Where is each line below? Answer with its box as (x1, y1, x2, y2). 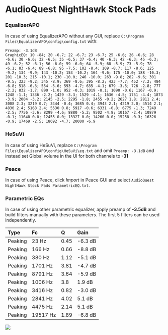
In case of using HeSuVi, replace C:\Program (5, 142, 97, 148)
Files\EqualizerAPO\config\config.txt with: (5, 38, 98, 44)
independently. (5, 217, 36, 223)
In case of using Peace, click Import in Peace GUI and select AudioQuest (5, 177, 154, 183)
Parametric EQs (5, 195, 44, 202)
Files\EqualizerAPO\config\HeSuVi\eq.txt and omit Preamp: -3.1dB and (5, 148, 154, 154)
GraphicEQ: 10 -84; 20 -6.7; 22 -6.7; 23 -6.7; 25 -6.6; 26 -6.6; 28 (5, 53, 154, 58)
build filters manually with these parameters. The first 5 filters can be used (5, 212, 160, 218)
